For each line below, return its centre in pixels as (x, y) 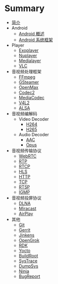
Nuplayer (28, 55)
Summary (24, 8)
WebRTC (28, 156)
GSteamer (29, 82)
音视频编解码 (24, 113)
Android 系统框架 (36, 40)
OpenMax (29, 87)
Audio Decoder (34, 134)
